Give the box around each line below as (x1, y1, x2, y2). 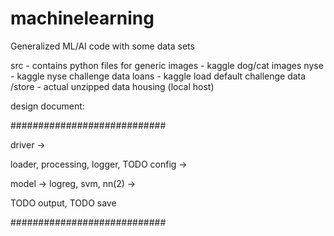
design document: (10, 100, 85, 112)
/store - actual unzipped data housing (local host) (10, 80, 215, 92)
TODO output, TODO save (10, 197, 117, 209)
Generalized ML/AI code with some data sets (10, 40, 195, 52)
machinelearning (10, 7, 155, 30)
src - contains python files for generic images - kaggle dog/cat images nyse (10, 59, 324, 71)
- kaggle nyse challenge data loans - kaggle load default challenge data (10, 70, 307, 82)
